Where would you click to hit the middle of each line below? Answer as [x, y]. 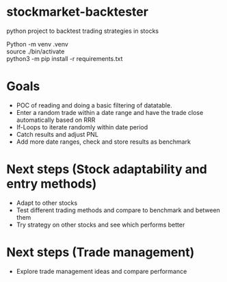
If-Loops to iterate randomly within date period [82, 127]
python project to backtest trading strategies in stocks [82, 31]
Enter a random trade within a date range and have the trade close [110, 112]
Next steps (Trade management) [101, 252]
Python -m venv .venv [38, 44]
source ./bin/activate [36, 51]
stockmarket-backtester [77, 12]
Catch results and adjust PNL [57, 134]
